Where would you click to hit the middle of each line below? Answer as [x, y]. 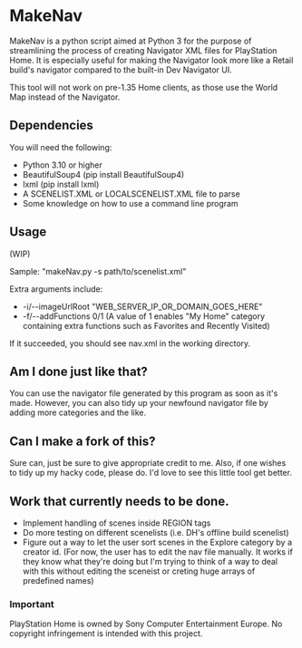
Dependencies [51, 126]
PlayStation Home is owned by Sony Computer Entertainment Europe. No [146, 624]
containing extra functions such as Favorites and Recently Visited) [146, 325]
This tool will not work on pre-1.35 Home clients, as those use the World [144, 87]
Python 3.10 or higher [62, 165]
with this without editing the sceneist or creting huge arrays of [139, 571]
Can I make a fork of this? [83, 441]
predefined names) [58, 580]
